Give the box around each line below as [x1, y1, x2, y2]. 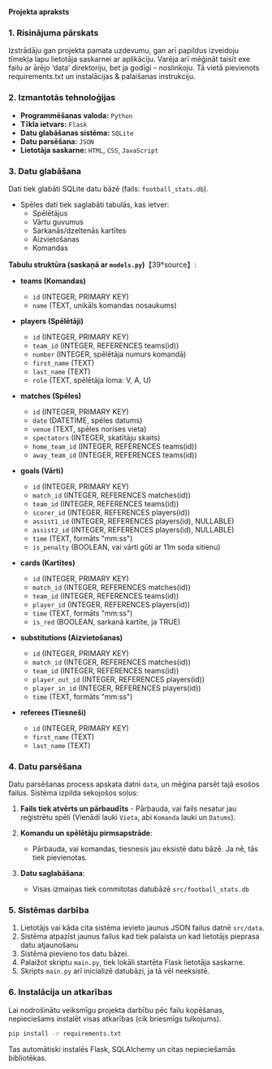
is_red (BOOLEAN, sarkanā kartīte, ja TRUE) [32, 616, 181, 626]
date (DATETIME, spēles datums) [32, 415, 143, 425]
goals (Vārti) [19, 466, 64, 475]
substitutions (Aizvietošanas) [19, 633, 123, 642]
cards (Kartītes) [19, 558, 76, 567]
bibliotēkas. [8, 1053, 47, 1062]
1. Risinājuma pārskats [8, 27, 99, 38]
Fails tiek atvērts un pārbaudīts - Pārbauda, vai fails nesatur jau [19, 804, 237, 813]
